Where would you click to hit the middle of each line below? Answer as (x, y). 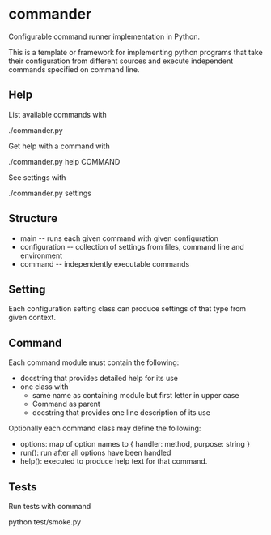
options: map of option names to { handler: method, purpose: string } (135, 444)
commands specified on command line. (74, 69)
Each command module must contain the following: (94, 362)
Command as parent (66, 404)
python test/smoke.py (45, 522)
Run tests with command (50, 506)
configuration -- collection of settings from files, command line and (132, 246)
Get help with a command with (59, 146)
